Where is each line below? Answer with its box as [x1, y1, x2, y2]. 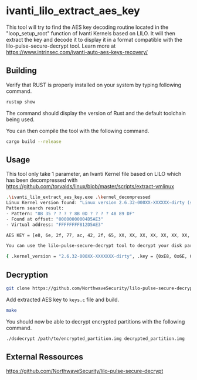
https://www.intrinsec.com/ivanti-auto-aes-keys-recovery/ [6, 48, 148, 55]
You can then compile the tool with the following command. [6, 127, 150, 134]
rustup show [6, 99, 35, 105]
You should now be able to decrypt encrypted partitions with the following [6, 318, 185, 325]
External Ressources [6, 352, 84, 362]
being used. [6, 116, 35, 123]
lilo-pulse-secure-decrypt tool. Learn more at [6, 42, 116, 49]
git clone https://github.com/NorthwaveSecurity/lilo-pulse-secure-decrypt [6, 285, 195, 291]
